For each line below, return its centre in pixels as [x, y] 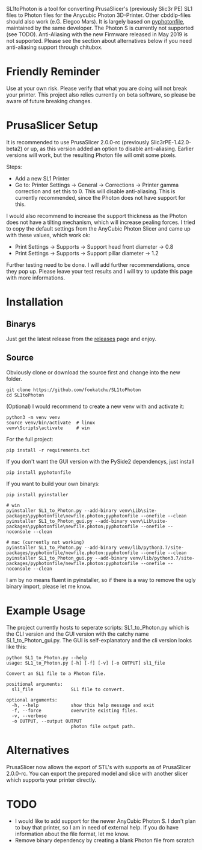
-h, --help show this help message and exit [83, 705]
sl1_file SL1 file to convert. [68, 689]
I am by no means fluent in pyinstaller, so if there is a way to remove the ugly [101, 580]
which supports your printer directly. [51, 780]
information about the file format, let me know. [72, 834]
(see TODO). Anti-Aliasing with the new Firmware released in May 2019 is [97, 34]
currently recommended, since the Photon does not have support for [100, 197]
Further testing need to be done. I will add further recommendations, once [98, 264]
